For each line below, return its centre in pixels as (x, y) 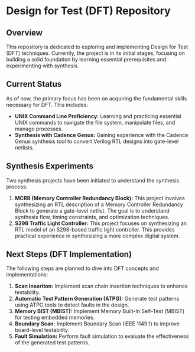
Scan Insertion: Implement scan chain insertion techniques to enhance (101, 286)
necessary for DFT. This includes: (47, 105)
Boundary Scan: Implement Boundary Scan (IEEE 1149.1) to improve (97, 324)
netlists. (24, 147)
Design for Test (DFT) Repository (89, 11)
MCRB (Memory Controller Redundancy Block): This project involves (100, 198)
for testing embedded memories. (55, 318)
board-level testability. (42, 330)
